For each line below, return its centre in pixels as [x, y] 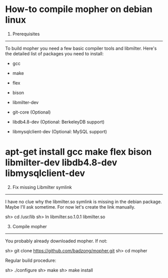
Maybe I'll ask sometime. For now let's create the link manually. [70, 207]
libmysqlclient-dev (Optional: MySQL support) [60, 131]
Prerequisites [26, 34]
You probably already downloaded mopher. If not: [56, 241]
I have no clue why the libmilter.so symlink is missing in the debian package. [84, 202]
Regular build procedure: [31, 260]
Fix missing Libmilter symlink [42, 187]
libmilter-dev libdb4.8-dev [61, 163]
